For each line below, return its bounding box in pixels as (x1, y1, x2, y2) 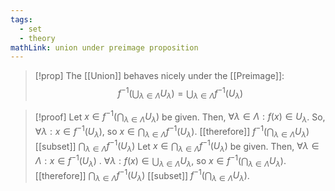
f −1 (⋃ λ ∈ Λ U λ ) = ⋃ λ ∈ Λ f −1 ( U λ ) (117, 86, 243, 101)
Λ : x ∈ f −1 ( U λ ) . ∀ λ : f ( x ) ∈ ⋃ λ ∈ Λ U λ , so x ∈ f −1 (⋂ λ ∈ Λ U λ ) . (34, 153, 287, 169)
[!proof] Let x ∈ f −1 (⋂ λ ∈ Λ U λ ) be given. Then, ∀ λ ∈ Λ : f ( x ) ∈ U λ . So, (34, 109, 326, 125)
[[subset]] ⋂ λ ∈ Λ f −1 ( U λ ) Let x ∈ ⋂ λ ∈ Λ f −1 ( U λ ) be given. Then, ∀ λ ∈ (34, 138, 320, 155)
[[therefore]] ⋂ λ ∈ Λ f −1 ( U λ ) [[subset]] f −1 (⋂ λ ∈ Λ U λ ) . (34, 167, 250, 183)
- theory (19, 33, 56, 43)
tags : (10, 14, 33, 25)
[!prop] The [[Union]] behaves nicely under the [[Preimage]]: (34, 70, 285, 82)
